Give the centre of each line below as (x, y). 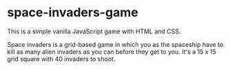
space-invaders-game (73, 13)
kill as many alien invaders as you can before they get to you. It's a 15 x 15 (112, 52)
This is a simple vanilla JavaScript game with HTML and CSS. (94, 31)
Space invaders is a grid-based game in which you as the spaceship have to (115, 44)
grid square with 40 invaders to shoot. (61, 58)
